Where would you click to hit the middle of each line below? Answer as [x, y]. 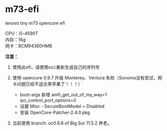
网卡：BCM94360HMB [29, 45]
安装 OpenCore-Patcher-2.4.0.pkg [55, 112]
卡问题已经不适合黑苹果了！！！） [47, 84]
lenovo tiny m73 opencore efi [35, 23]
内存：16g [15, 39]
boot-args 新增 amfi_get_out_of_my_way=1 [63, 94]
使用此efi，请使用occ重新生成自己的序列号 [56, 67]
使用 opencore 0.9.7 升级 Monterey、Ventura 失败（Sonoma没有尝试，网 [87, 77]
